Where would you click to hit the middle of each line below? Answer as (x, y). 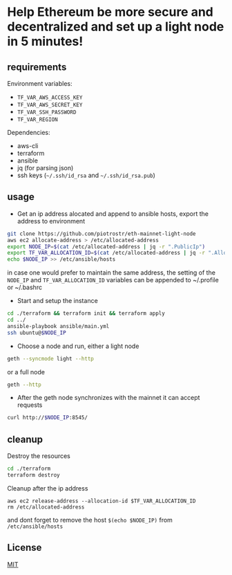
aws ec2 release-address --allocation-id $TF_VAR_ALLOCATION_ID (101, 501)
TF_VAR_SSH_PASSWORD (47, 112)
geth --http (24, 385)
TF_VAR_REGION (37, 120)
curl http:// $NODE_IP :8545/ (48, 418)
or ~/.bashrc (25, 287)
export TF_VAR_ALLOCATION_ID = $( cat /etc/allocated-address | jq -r (106, 253)
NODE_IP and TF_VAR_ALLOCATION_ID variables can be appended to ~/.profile (113, 280)
